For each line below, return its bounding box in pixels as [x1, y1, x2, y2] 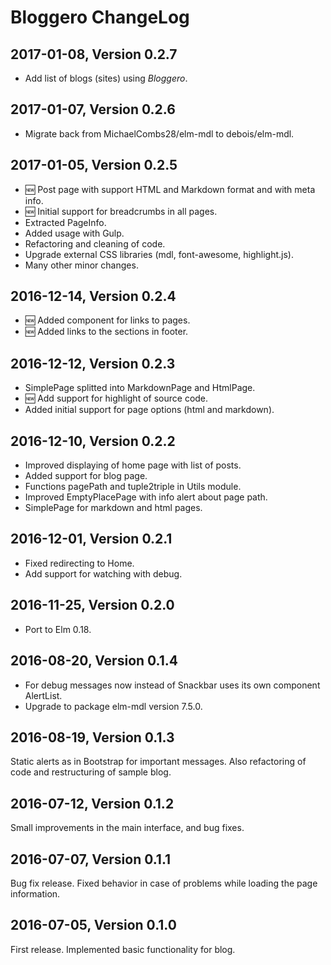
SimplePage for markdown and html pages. [24, 502, 203, 514]
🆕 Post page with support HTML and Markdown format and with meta [24, 183, 316, 195]
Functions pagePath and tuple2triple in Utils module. [24, 481, 242, 493]
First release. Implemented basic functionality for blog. [10, 943, 236, 955]
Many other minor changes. [24, 259, 139, 271]
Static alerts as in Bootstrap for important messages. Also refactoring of [10, 756, 307, 768]
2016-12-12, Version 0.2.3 [10, 355, 176, 372]
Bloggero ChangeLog [10, 6, 190, 29]
